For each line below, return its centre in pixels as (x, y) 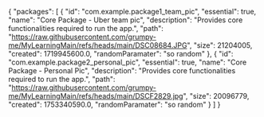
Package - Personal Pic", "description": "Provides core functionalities (122, 70)
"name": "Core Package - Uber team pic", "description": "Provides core (126, 20)
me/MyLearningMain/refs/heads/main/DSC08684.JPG (98, 45)
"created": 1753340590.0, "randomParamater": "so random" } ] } (114, 104)
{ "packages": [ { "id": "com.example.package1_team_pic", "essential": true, (132, 12)
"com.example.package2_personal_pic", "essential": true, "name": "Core (128, 62)
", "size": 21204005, (220, 45)
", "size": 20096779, (216, 96)
